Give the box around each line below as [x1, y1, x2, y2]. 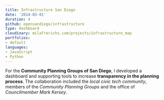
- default [5, 40, 26, 45]
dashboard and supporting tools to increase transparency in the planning [5, 73, 159, 79]
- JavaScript [5, 49, 33, 54]
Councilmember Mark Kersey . [5, 89, 68, 95]
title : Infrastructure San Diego [5, 7, 76, 13]
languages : [5, 45, 28, 50]
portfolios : [5, 36, 30, 41]
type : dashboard [5, 26, 39, 31]
